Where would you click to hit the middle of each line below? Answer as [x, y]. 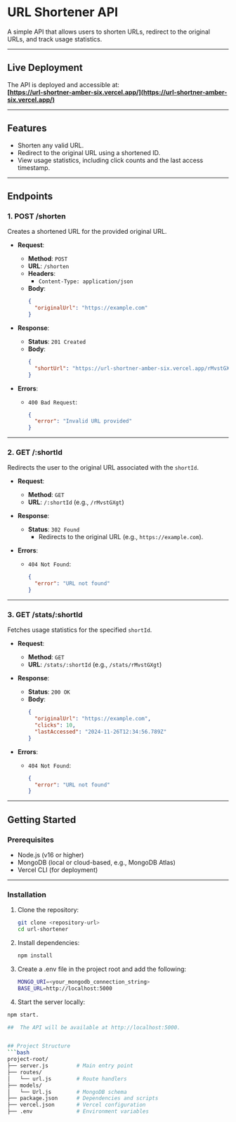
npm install [35, 956]
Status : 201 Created [57, 341]
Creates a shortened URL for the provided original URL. [87, 232]
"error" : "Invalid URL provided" [83, 421]
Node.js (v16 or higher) [51, 855]
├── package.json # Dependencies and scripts [83, 1098]
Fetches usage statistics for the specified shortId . [80, 630]
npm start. [23, 1015]
